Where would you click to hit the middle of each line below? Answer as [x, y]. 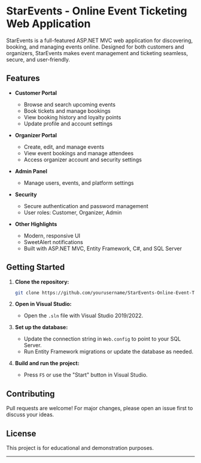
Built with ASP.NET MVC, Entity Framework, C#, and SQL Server [103, 248]
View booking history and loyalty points [72, 117]
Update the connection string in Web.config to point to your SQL [102, 339]
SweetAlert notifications [54, 242]
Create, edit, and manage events [64, 147]
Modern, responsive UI [52, 236]
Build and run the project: [47, 363]
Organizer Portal [36, 135]
